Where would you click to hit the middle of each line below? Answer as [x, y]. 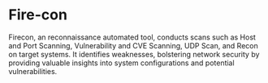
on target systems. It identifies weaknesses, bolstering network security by [134, 54]
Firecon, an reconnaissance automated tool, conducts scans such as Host [132, 37]
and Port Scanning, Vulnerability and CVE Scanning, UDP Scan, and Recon [133, 45]
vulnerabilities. [33, 71]
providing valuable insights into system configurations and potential [121, 63]
